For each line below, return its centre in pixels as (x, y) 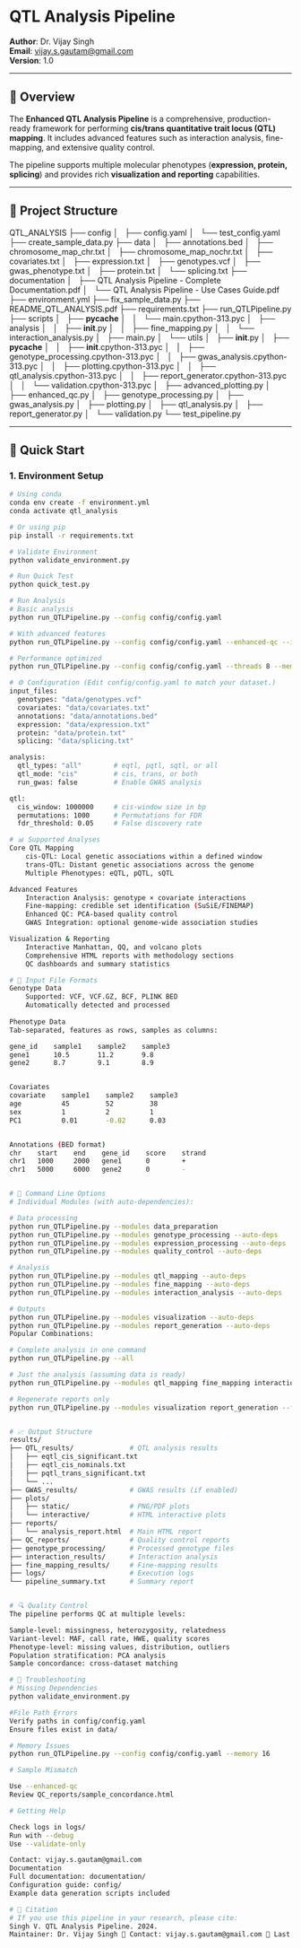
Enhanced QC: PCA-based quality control (102, 914)
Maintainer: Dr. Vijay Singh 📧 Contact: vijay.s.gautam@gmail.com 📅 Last (150, 1935)
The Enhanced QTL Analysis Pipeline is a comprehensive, (117, 118)
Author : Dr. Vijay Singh (52, 41)
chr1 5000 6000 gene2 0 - (98, 1170)
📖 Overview (42, 97)
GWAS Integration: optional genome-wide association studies (142, 923)
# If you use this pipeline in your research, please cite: (124, 1917)
